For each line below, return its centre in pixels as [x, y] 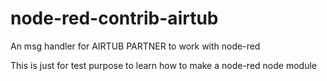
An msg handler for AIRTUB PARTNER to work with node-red [135, 46]
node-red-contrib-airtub [114, 18]
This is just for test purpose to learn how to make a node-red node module [163, 65]
